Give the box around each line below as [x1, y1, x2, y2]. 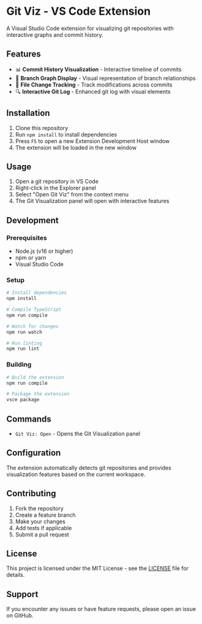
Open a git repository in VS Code [15, 178, 99, 185]
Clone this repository [15, 124, 69, 131]
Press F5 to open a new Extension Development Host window [15, 137, 170, 145]
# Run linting [6, 340, 43, 346]
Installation [6, 108, 50, 118]
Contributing [6, 488, 56, 499]
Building [6, 360, 32, 369]
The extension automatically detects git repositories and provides [6, 464, 171, 471]
